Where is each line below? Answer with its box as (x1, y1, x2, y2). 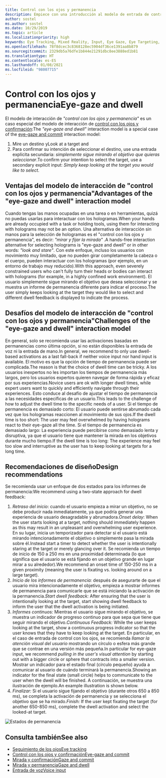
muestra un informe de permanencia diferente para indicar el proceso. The (5, 284, 156, 290)
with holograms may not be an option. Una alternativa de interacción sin (5, 226, 152, 232)
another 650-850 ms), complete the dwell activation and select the (12, 704, 149, 710)
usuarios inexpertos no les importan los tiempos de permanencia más (5, 369, 147, 375)
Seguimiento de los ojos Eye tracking (12, 746, 87, 752)
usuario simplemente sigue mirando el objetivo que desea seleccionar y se (5, 279, 157, 285)
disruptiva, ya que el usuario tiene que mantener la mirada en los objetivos (5, 432, 157, 438)
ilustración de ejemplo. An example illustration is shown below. (12, 683, 139, 689)
